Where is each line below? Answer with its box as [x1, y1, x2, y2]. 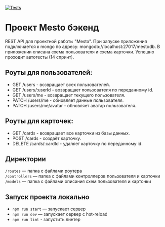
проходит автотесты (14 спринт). [5, 54, 74, 60]
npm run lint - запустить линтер [12, 217, 81, 223]
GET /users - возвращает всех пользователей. [12, 82, 110, 88]
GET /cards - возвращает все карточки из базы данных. [12, 130, 130, 136]
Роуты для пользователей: [5, 68, 93, 77]
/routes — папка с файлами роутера [5, 168, 82, 174]
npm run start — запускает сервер [12, 206, 86, 212]
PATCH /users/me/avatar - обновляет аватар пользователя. [12, 102, 137, 108]
